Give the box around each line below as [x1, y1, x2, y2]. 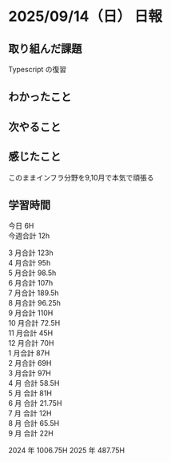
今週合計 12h [8, 231, 50, 241]
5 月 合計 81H [8, 388, 52, 398]
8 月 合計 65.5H [8, 419, 60, 428]
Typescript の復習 [8, 65, 67, 74]
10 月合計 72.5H [8, 318, 61, 328]
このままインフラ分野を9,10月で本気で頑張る [8, 172, 154, 182]
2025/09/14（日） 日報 [8, 7, 163, 26]
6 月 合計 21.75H [8, 399, 62, 408]
